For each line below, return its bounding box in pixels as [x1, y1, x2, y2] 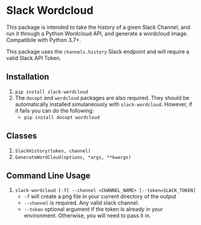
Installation [6, 72, 49, 82]
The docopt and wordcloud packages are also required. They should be [14, 94, 190, 101]
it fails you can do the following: [14, 106, 94, 114]
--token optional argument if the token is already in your [23, 206, 164, 213]
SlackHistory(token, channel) [14, 148, 91, 154]
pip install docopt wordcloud [23, 114, 100, 120]
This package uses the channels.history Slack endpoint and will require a [6, 48, 190, 55]
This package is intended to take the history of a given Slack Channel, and [6, 23, 191, 31]
